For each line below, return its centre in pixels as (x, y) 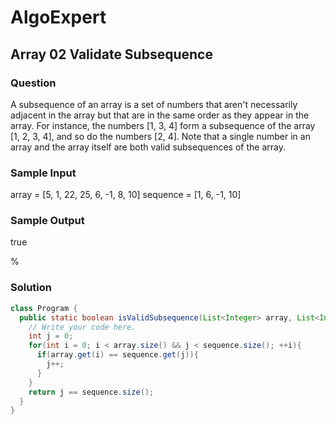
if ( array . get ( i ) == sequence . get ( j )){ (117, 355)
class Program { (44, 308)
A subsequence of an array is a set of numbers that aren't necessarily (154, 104)
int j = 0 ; (51, 336)
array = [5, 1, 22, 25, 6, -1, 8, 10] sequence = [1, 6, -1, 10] (126, 195)
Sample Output (47, 221)
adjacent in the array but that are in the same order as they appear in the (160, 115)
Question (33, 83)
